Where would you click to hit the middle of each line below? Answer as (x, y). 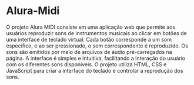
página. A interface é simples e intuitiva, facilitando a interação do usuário (96, 58)
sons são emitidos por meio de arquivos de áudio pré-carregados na (89, 52)
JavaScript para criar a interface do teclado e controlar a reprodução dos (95, 70)
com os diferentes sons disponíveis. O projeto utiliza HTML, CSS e (86, 64)
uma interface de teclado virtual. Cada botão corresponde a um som (89, 39)
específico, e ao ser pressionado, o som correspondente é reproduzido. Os (97, 46)
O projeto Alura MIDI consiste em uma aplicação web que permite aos (91, 27)
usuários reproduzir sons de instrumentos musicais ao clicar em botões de (96, 33)
